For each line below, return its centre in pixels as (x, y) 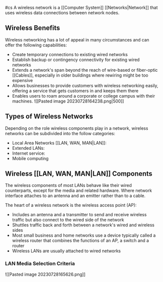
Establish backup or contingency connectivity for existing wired (76, 60)
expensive (22, 80)
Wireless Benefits (33, 28)
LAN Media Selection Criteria (40, 263)
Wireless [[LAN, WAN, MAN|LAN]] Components (79, 174)
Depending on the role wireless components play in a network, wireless (77, 128)
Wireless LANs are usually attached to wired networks (66, 251)
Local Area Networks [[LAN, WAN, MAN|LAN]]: (59, 143)
